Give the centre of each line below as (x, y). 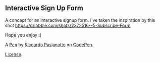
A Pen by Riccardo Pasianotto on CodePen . (49, 45)
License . (14, 54)
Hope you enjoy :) (23, 35)
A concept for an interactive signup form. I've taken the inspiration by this (80, 20)
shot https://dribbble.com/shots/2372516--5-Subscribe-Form (68, 25)
